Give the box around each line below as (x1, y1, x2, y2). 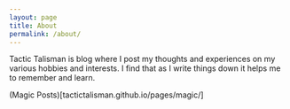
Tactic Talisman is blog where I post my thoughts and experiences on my (9, 54, 276, 65)
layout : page (9, 12, 58, 22)
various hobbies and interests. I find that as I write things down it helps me (9, 63, 281, 74)
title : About (9, 21, 58, 30)
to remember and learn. (9, 73, 96, 83)
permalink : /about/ (9, 29, 82, 38)
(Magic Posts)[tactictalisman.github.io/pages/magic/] (9, 90, 204, 100)
